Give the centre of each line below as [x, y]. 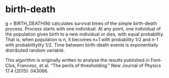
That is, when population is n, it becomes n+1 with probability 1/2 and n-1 [82, 40]
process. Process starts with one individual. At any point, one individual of [83, 28]
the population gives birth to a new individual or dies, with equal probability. [85, 34]
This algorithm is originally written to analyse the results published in [77, 60]
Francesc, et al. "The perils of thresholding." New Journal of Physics [89, 65]
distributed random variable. [35, 50]
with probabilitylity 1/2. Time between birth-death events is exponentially [82, 45]
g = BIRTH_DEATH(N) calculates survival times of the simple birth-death [81, 23]
